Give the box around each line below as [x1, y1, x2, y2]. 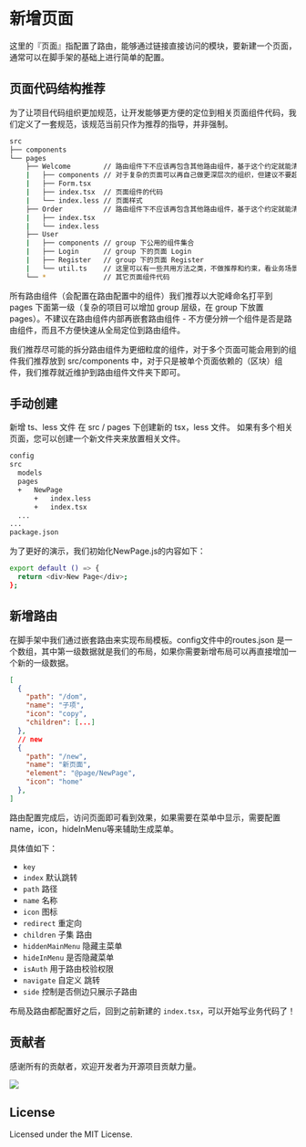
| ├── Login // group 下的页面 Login [25, 247, 192, 257]
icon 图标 [22, 906, 58, 917]
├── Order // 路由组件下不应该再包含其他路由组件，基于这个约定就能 [25, 205, 292, 214]
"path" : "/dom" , [25, 692, 88, 701]
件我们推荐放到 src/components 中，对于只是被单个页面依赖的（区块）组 [9, 355, 283, 366]
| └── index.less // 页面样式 [25, 195, 143, 205]
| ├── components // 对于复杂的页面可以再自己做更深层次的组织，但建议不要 [25, 171, 292, 180]
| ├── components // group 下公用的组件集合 [25, 238, 195, 247]
